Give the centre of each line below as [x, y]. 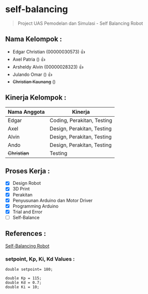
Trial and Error [28, 212]
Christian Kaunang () [34, 81]
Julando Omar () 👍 [32, 74]
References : [26, 234]
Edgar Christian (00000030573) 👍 [49, 52]
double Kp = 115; [23, 278]
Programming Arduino [36, 206]
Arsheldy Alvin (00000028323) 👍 [48, 67]
